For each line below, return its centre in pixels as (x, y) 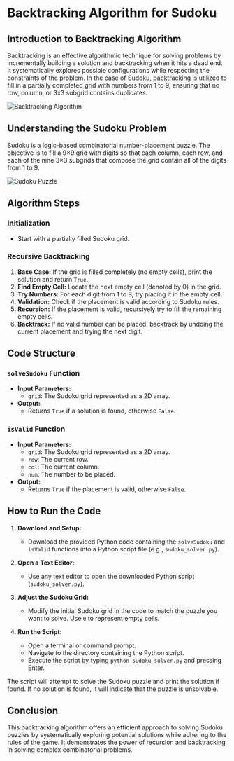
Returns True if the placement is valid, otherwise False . (107, 489)
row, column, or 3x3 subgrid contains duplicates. (78, 93)
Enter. (36, 668)
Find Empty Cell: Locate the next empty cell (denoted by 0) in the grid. (119, 287)
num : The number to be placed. (72, 474)
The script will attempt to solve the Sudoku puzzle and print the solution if (114, 681)
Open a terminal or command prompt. (82, 645)
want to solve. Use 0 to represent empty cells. (94, 618)
